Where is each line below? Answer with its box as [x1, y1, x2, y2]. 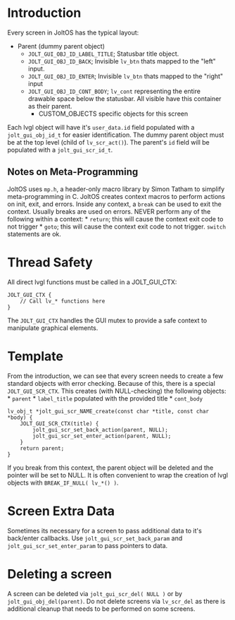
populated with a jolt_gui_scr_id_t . [7, 145, 113, 154]
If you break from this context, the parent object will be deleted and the [7, 463, 214, 472]
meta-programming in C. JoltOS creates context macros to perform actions [7, 192, 225, 200]
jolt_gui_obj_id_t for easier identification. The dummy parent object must [7, 130, 224, 139]
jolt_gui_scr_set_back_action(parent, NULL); [32, 426, 169, 433]
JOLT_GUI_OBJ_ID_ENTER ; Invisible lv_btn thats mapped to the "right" [27, 72, 224, 80]
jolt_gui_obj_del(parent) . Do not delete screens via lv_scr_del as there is [7, 597, 226, 605]
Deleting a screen [7, 566, 113, 582]
